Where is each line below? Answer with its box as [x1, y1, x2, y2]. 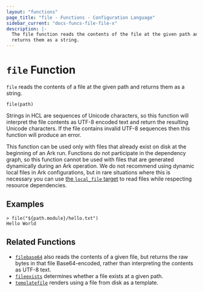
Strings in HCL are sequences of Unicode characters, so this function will [6, 111, 189, 119]
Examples [6, 199, 44, 210]
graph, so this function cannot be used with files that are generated [6, 156, 174, 163]
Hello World [6, 221, 36, 227]
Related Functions [6, 237, 76, 247]
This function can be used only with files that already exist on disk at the [6, 143, 187, 150]
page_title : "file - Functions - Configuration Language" [6, 15, 155, 21]
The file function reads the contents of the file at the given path [11, 32, 190, 38]
